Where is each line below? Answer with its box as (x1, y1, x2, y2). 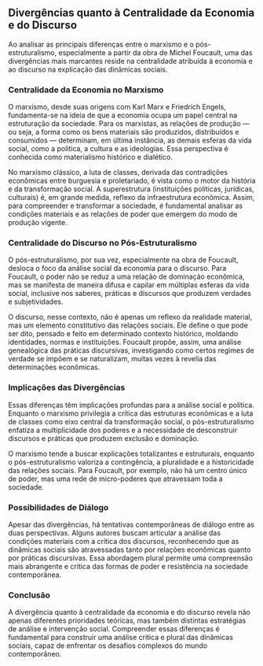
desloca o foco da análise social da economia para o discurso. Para (8, 264, 227, 273)
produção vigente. (8, 218, 68, 228)
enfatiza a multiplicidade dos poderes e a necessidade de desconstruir (8, 425, 238, 435)
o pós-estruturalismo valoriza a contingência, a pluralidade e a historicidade (8, 457, 254, 467)
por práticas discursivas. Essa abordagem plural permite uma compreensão (8, 553, 254, 562)
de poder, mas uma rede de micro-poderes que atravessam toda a (8, 474, 223, 483)
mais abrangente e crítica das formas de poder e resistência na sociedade (8, 562, 249, 571)
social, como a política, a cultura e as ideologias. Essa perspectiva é (8, 144, 229, 154)
